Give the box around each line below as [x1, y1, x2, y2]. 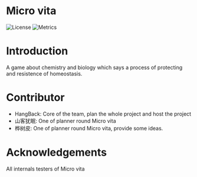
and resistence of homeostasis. [6, 70, 83, 77]
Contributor [6, 91, 65, 104]
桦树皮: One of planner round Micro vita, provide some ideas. [14, 124, 163, 132]
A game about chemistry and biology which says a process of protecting [6, 64, 183, 71]
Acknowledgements [6, 146, 107, 159]
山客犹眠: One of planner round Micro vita [14, 117, 116, 124]
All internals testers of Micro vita [6, 165, 85, 172]
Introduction [6, 44, 68, 58]
